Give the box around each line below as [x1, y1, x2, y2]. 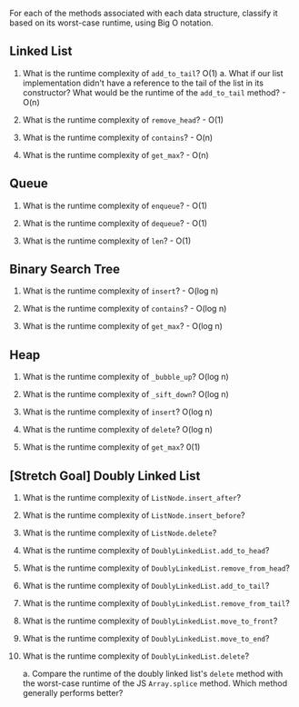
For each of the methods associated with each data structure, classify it [9, 8, 278, 18]
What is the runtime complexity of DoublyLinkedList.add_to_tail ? [22, 581, 270, 592]
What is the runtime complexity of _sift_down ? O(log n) [22, 389, 229, 400]
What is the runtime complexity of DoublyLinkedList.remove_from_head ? [22, 563, 291, 573]
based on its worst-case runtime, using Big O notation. [9, 17, 214, 28]
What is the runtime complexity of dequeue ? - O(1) [22, 217, 207, 228]
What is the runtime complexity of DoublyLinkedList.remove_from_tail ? [22, 598, 291, 609]
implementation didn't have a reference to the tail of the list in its [22, 77, 264, 88]
